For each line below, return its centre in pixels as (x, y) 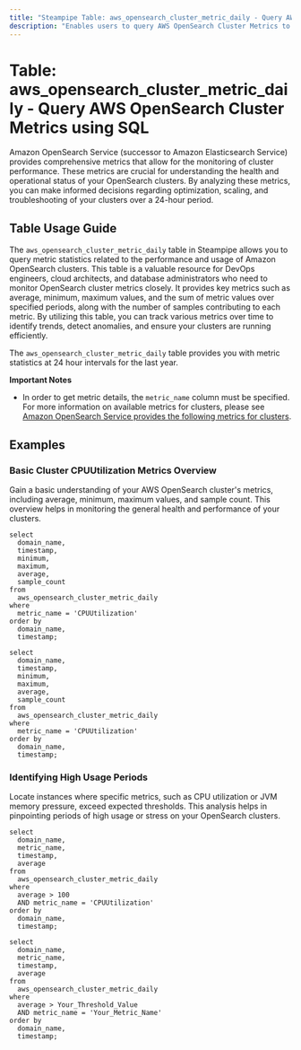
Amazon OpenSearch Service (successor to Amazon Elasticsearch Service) (149, 153)
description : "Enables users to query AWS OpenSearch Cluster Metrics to (150, 26)
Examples (37, 445)
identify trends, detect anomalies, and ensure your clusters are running (140, 326)
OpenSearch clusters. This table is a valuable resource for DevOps (132, 269)
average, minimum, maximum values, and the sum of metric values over (142, 298)
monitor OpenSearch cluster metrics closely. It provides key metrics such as (150, 288)
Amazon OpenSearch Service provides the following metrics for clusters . (157, 416)
